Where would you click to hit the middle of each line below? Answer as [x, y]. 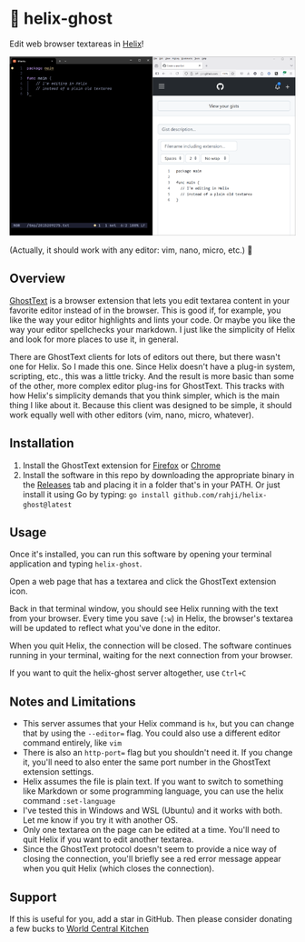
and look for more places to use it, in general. [94, 339]
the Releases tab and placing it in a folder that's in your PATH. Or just [151, 485]
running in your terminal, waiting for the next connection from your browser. [151, 656]
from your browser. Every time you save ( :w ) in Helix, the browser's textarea [151, 618]
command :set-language [69, 801]
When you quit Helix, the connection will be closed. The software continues [151, 646]
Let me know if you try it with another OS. [100, 820]
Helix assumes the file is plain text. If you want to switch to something [153, 782]
